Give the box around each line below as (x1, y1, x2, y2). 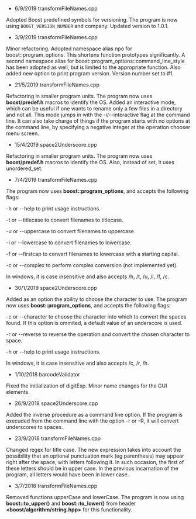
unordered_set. (6, 165, 43, 172)
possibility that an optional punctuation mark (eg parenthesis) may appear (6, 452, 184, 459)
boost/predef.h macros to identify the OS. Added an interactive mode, (6, 99, 176, 106)
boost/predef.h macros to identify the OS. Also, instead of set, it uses (6, 159, 174, 165)
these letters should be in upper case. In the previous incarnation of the (6, 465, 178, 472)
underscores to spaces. (6, 424, 63, 430)
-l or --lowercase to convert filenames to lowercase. (6, 239, 132, 246)
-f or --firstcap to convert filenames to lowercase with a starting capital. (6, 251, 180, 257)
